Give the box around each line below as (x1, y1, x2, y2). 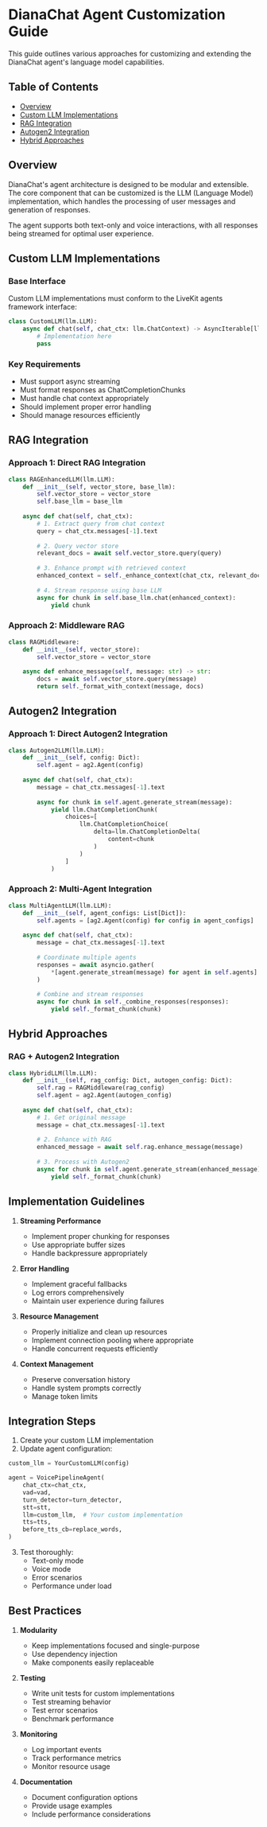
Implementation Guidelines (8, 1195, 145, 1209)
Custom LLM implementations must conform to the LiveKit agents (8, 294, 223, 303)
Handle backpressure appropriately (31, 1248, 149, 1258)
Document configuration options (31, 1792, 138, 1802)
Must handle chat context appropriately (19, 394, 149, 403)
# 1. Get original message (37, 1113, 126, 1121)
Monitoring (19, 1729, 58, 1739)
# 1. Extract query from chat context (37, 520, 165, 528)
